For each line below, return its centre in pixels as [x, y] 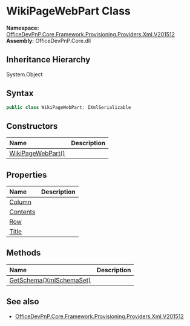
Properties [27, 174]
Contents [22, 212]
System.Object [25, 74]
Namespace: [23, 28]
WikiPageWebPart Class [69, 11]
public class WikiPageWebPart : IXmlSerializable [69, 107]
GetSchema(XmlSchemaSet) [50, 280]
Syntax [20, 93]
